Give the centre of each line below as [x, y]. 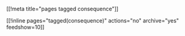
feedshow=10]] [25, 27]
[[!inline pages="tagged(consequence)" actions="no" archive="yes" [93, 20]
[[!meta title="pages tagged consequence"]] [62, 9]
